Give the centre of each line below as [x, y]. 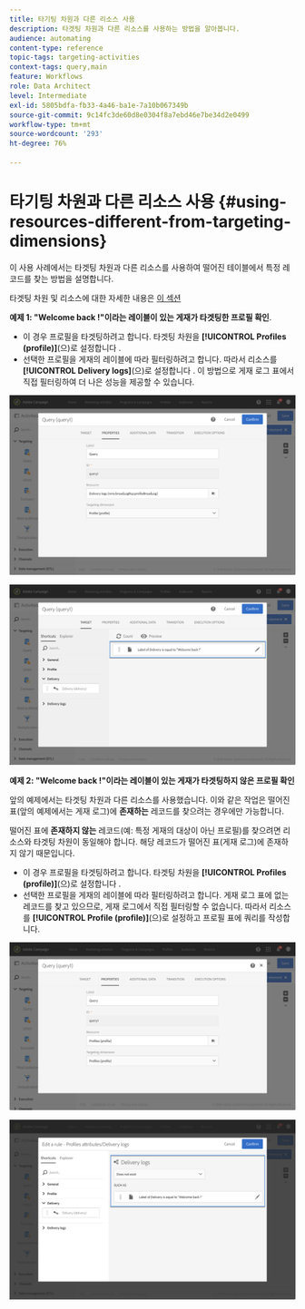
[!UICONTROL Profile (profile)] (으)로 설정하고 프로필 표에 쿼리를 [149, 917]
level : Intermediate [49, 95]
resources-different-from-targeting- [150, 222]
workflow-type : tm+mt [50, 124]
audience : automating [50, 38]
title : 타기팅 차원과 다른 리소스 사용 [72, 19]
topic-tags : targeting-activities [75, 58]
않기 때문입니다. [47, 853]
